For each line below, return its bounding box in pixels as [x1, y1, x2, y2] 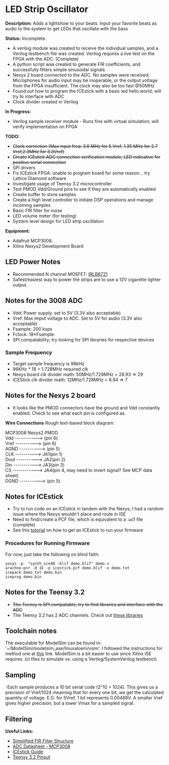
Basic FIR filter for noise [12, 207, 63, 213]
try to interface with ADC [12, 93, 65, 99]
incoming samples [12, 202, 51, 208]
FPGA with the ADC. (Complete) [12, 55, 79, 62]
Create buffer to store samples [12, 191, 77, 197]
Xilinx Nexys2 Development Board [12, 243, 84, 249]
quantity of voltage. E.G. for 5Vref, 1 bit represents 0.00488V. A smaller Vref [5, 695, 163, 701]
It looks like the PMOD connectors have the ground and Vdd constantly [12, 404, 160, 410]
